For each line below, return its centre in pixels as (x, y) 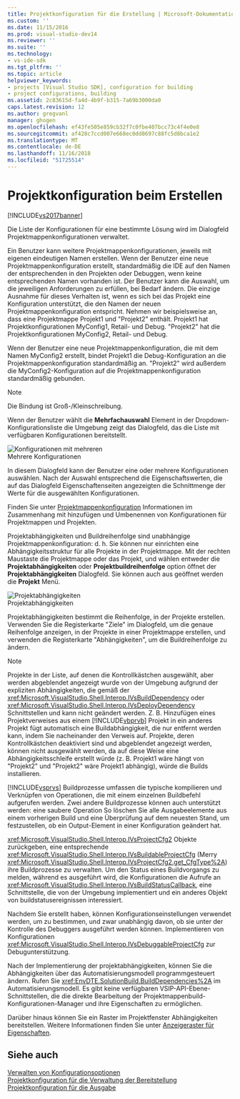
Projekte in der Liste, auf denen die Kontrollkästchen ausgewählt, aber (111, 675)
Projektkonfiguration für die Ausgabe (62, 1088)
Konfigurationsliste (35, 427)
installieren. (24, 773)
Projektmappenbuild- (175, 996)
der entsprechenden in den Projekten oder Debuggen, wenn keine (105, 273)
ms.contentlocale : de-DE (44, 147)
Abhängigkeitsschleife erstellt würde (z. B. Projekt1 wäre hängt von (106, 758)
